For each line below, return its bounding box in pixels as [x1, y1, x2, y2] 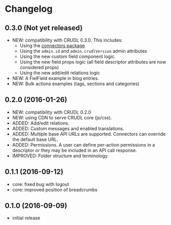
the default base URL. [12, 136, 58, 142]
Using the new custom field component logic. [19, 53, 116, 59]
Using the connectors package [19, 43, 85, 49]
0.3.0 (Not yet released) [5, 24, 83, 32]
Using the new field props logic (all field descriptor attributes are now [19, 59, 166, 65]
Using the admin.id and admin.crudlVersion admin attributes [19, 48, 147, 54]
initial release [12, 215, 40, 221]
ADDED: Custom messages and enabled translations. [12, 125, 124, 131]
